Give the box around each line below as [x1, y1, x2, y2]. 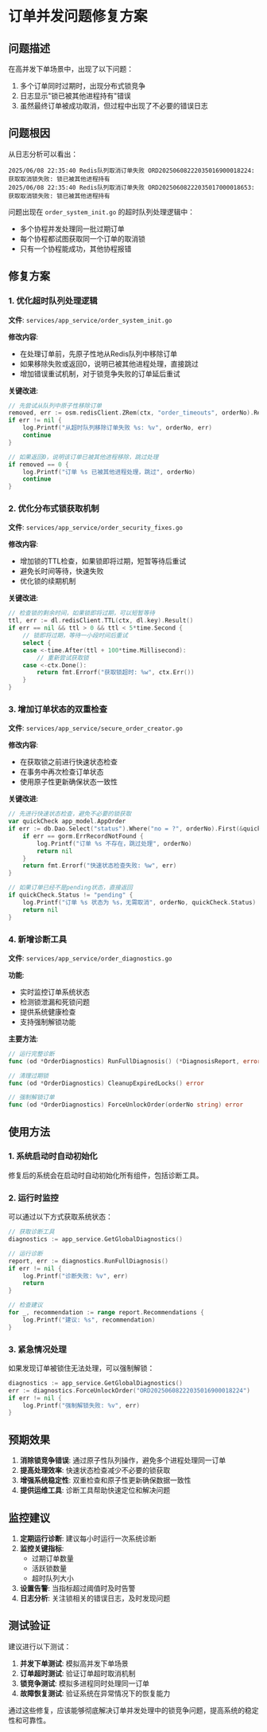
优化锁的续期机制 [19, 576, 76, 586]
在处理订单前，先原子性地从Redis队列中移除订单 [19, 348, 178, 359]
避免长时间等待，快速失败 [19, 567, 104, 576]
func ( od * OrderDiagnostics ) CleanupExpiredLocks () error [8, 1079, 204, 1087]
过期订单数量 [31, 1553, 74, 1563]
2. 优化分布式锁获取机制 [8, 503, 99, 514]
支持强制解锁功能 [19, 1017, 76, 1027]
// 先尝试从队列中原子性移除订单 [8, 402, 102, 410]
